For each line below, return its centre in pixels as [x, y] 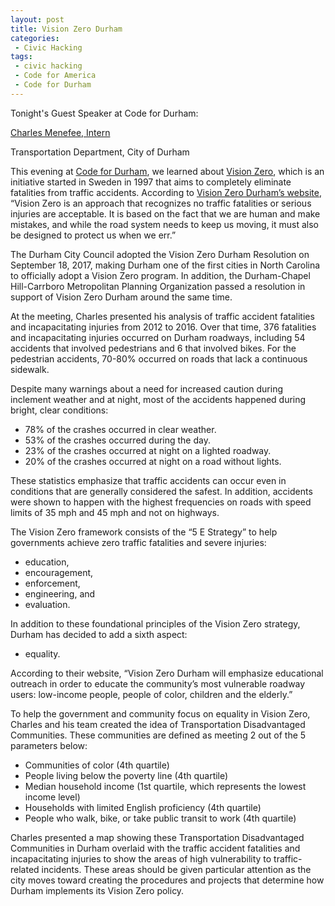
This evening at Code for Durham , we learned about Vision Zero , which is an [167, 171]
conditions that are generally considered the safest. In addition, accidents [161, 491]
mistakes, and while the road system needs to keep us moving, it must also [165, 224]
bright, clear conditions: [59, 410]
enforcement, [52, 583]
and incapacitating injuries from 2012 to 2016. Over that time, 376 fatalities [163, 327]
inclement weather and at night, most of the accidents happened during [158, 399]
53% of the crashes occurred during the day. [117, 440]
